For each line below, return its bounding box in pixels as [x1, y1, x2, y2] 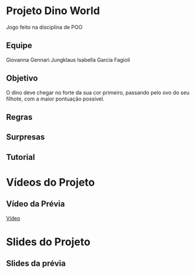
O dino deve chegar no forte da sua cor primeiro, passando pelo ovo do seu [6, 89, 190, 96]
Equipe [6, 41, 32, 51]
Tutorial [6, 152, 35, 162]
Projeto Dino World [6, 4, 100, 18]
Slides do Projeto [6, 235, 91, 248]
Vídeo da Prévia [6, 199, 65, 209]
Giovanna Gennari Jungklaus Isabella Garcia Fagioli [6, 56, 130, 63]
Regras [6, 112, 33, 122]
